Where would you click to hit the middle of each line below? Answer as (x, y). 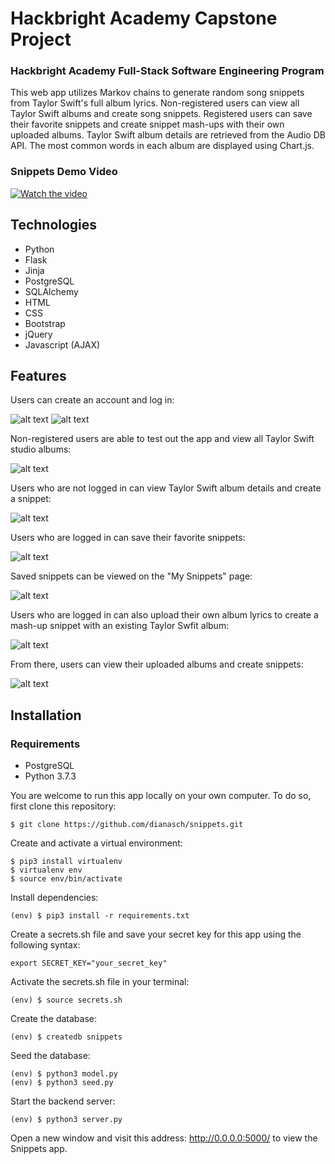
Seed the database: (50, 1056)
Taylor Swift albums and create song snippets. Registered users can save (161, 114)
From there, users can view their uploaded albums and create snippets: (157, 664)
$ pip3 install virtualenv (66, 862)
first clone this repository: (63, 806)
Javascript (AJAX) (62, 344)
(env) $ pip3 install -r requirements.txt (100, 916)
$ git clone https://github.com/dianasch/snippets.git (127, 825)
